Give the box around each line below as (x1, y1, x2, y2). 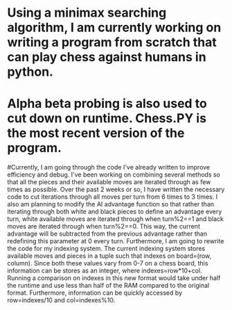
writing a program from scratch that (7, 35, 217, 50)
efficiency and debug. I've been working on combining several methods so (7, 170, 220, 179)
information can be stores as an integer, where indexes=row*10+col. (7, 266, 202, 275)
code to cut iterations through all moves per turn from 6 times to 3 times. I (7, 193, 218, 201)
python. (7, 64, 54, 80)
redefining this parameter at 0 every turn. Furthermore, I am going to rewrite (7, 237, 224, 245)
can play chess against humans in (7, 49, 206, 65)
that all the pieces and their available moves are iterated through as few (7, 178, 211, 186)
